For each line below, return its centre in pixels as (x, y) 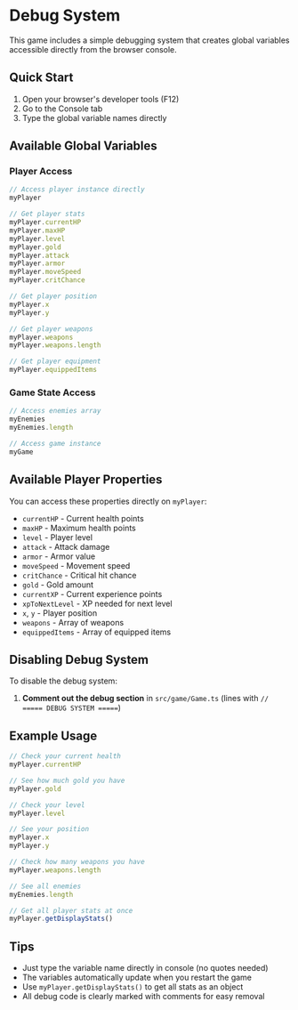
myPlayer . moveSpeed (45, 272)
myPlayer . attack (39, 255)
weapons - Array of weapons (73, 622)
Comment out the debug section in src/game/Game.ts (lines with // (145, 699)
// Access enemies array (55, 411)
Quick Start (41, 78)
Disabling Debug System (79, 659)
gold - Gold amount (58, 585)
